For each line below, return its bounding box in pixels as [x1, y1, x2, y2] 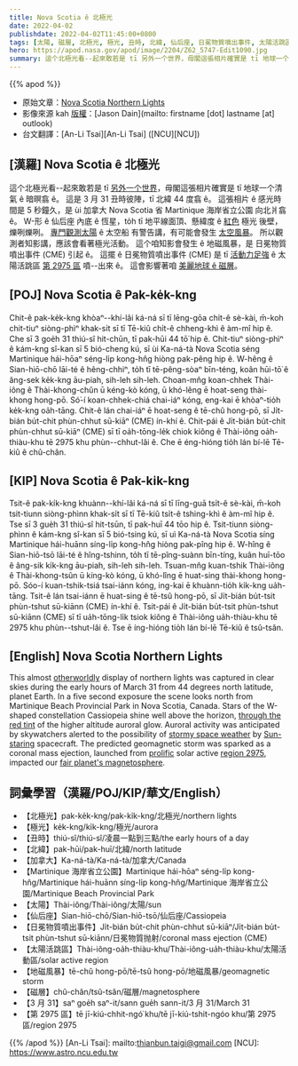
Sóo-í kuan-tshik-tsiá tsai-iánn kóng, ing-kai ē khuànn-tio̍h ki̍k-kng [22, 580, 267, 591]
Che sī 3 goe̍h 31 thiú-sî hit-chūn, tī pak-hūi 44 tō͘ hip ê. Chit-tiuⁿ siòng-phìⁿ [9, 333, 284, 344]
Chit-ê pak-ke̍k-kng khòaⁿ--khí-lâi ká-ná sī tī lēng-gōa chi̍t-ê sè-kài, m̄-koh [9, 312, 284, 322]
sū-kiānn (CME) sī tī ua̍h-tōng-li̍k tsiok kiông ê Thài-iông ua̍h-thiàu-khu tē [9, 612, 278, 623]
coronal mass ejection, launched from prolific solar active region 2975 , [9, 748, 267, 759]
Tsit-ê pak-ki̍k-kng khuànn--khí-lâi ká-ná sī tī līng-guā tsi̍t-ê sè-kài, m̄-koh [9, 498, 281, 509]
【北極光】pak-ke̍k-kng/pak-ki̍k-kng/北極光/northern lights [21, 810, 238, 822]
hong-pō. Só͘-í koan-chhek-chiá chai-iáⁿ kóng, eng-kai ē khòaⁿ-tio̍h [34, 394, 281, 405]
